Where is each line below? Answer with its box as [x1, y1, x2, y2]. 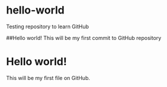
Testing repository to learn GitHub [6, 23, 89, 30]
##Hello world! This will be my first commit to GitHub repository [6, 34, 162, 41]
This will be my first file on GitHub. [6, 74, 91, 81]
